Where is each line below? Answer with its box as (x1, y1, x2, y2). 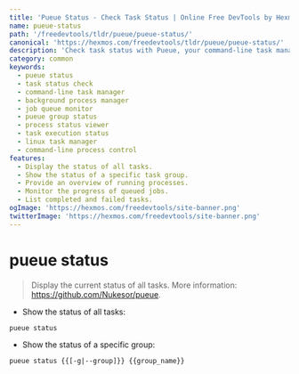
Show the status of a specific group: (21, 339, 156, 350)
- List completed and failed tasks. (17, 195, 153, 205)
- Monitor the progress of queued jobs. (17, 187, 169, 196)
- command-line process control (17, 145, 138, 154)
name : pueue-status (9, 21, 82, 30)
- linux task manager (17, 137, 98, 146)
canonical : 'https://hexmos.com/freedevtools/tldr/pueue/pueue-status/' (9, 37, 285, 47)
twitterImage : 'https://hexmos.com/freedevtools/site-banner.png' (9, 211, 261, 221)
